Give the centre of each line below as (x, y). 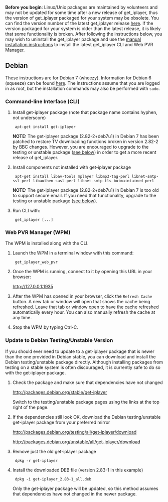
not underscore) (29, 118)
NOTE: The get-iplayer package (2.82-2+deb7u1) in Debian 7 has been (86, 136)
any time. (22, 318)
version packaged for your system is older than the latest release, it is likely (83, 29)
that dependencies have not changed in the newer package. (74, 493)
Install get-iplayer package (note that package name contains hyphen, (85, 112)
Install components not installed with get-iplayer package (72, 167)
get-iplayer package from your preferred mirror (61, 422)
